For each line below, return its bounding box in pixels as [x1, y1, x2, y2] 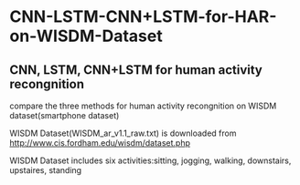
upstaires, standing [9, 165, 82, 175]
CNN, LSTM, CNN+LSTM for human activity [9, 62, 262, 77]
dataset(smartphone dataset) [9, 110, 120, 120]
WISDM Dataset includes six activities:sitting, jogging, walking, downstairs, [9, 155, 292, 166]
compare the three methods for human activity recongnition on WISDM [9, 100, 277, 111]
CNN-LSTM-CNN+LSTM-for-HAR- [9, 6, 277, 27]
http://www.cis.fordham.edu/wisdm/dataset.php [9, 138, 190, 148]
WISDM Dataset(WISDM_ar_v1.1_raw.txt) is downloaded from [9, 128, 237, 139]
